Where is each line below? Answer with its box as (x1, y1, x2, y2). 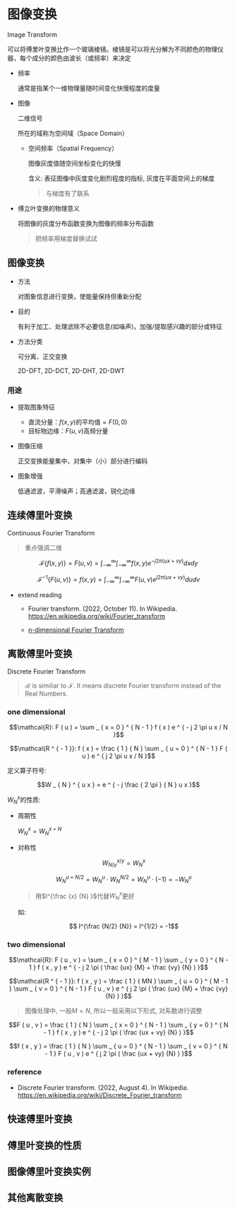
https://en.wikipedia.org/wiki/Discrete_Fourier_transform (17, 1090, 182, 1099)
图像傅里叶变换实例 (7, 1165, 91, 1177)
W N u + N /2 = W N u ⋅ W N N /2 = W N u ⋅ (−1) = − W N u (56, 874, 192, 885)
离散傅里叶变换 (7, 648, 73, 660)
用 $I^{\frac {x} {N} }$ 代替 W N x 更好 (35, 890, 135, 902)
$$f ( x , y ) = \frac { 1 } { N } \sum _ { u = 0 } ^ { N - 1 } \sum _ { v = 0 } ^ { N (9, 1042, 228, 1051)
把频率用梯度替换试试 (35, 234, 97, 243)
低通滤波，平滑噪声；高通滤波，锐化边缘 (17, 487, 135, 495)
